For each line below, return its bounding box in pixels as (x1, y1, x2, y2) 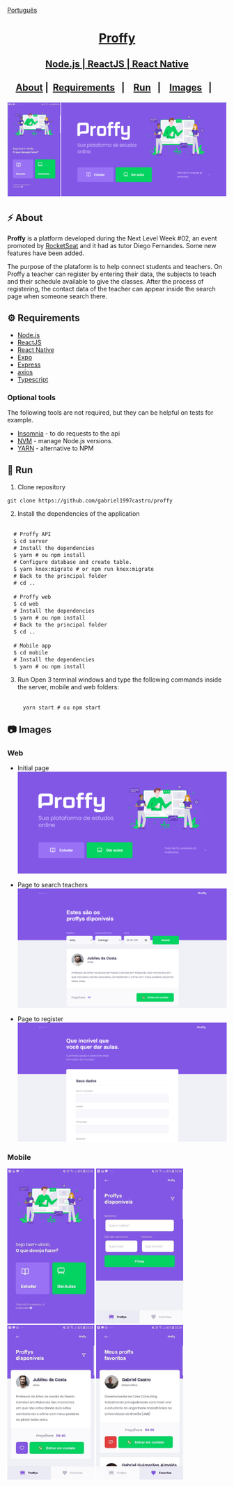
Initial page (17, 764, 49, 772)
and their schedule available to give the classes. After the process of (7, 277, 204, 285)
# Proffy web (13, 593, 52, 600)
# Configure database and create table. (13, 558, 132, 565)
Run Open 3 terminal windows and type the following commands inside (17, 675, 222, 684)
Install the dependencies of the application (17, 509, 140, 518)
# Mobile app (13, 642, 52, 649)
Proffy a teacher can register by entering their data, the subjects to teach (7, 270, 217, 278)
